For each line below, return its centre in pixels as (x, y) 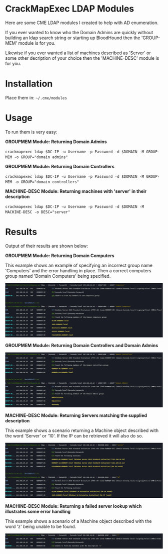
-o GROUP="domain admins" (41, 157)
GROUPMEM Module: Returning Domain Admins (56, 142)
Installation (29, 84)
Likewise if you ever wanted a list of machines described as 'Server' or (78, 53)
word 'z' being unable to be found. (41, 526)
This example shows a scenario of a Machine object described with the (78, 521)
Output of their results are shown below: (47, 246)
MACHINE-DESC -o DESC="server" (38, 212)
